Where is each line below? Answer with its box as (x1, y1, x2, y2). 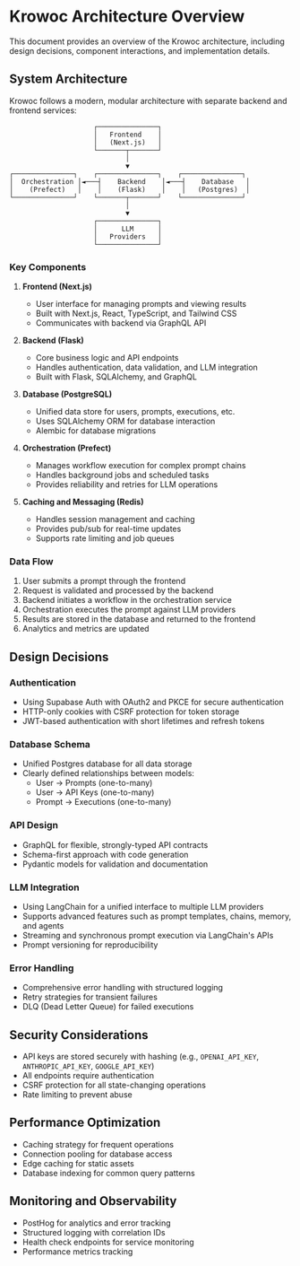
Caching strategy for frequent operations (21, 1139, 175, 1149)
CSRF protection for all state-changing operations (21, 1079, 206, 1091)
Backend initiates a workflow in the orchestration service (21, 595, 233, 606)
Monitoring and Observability (9, 1193, 177, 1209)
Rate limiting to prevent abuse (21, 1089, 133, 1100)
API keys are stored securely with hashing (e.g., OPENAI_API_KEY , (21, 1052, 260, 1062)
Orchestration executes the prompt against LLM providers (21, 604, 236, 616)
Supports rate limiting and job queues (35, 533, 175, 544)
